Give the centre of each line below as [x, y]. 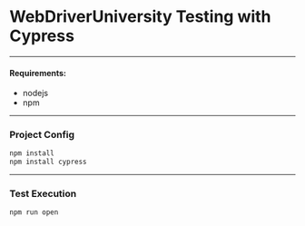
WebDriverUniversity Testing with [140, 17]
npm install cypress [49, 162]
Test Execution [43, 194]
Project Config [42, 135]
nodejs [35, 93]
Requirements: [38, 73]
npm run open [34, 212]
